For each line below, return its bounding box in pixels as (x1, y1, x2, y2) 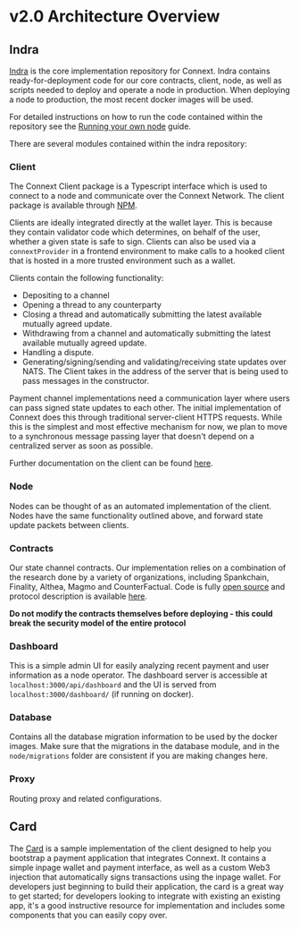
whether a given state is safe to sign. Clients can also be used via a (9, 236, 256, 247)
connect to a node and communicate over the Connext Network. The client (9, 191, 285, 201)
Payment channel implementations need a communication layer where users (9, 393, 290, 404)
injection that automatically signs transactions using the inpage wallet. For (9, 871, 281, 882)
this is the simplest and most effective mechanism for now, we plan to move (9, 422, 288, 432)
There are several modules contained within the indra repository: (9, 139, 247, 149)
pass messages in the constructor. (21, 376, 150, 387)
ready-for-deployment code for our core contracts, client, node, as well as (9, 75, 283, 86)
